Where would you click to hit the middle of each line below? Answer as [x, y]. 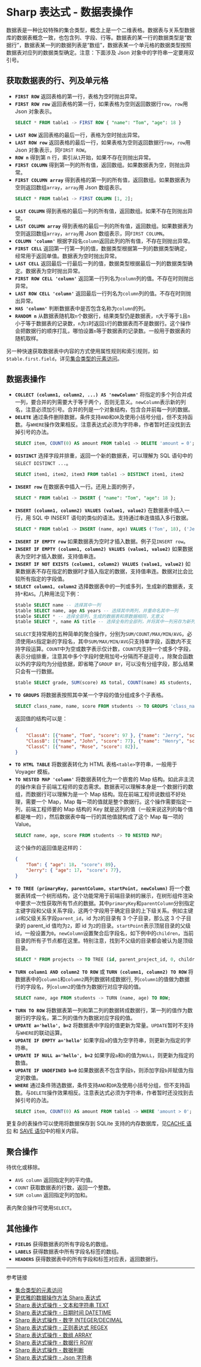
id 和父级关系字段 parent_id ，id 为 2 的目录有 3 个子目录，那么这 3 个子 [100, 918]
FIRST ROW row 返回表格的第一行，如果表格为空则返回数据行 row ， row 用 [101, 104]
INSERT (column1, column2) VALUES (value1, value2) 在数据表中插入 [100, 510]
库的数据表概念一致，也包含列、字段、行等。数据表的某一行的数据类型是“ [97, 37]
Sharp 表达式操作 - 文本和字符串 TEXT [62, 1305]
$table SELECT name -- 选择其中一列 [58, 605]
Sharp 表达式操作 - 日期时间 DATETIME [63, 1312]
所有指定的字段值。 [44, 578]
